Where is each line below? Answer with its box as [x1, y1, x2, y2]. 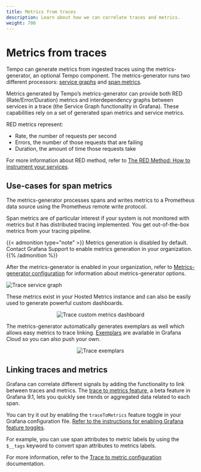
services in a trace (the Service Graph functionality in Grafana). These [6, 103, 179, 110]
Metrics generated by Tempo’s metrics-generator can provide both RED [6, 90, 183, 97]
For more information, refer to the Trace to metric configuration [6, 453, 162, 461]
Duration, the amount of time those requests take [14, 145, 136, 153]
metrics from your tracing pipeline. [6, 228, 92, 235]
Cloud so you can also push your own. [6, 336, 100, 343]
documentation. [6, 460, 45, 467]
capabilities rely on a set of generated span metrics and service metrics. [6, 109, 185, 116]
